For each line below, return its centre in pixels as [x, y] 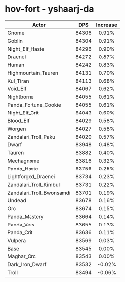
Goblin [15, 41]
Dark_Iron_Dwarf [27, 264]
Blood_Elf [18, 120]
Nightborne [21, 97]
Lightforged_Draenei [31, 176]
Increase [107, 25]
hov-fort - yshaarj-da [50, 9]
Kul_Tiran [18, 81]
